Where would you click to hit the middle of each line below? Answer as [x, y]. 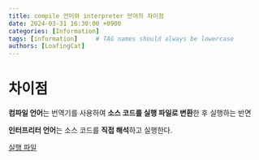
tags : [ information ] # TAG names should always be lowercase [121, 39]
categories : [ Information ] [54, 31]
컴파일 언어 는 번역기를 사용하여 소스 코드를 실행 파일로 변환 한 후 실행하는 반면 [130, 113]
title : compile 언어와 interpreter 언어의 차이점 [86, 16]
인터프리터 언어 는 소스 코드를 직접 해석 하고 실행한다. [91, 130]
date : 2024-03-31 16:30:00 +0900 [65, 24]
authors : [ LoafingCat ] [47, 46]
